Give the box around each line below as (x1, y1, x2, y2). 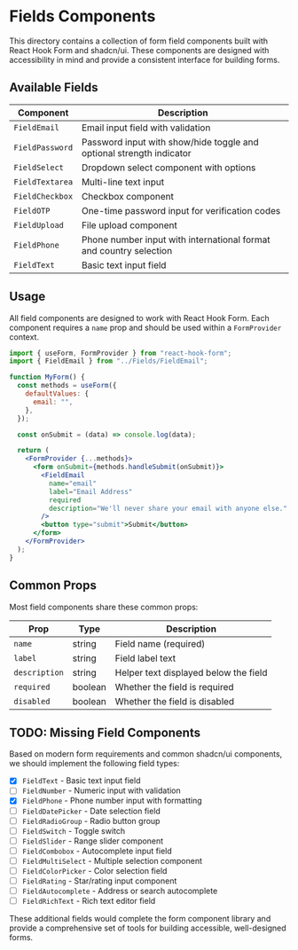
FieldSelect (13, 162, 65, 172)
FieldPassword (13, 142, 74, 153)
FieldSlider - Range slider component (21, 836, 164, 846)
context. (9, 331, 40, 342)
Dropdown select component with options (81, 161, 256, 174)
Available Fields (9, 80, 99, 95)
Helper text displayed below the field (114, 666, 268, 679)
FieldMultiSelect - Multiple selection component (21, 855, 202, 866)
